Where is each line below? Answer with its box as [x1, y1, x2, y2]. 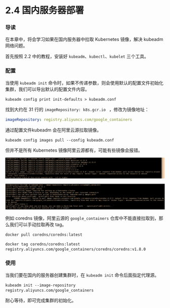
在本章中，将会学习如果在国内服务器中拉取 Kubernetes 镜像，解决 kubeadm [5, 36, 163, 42]
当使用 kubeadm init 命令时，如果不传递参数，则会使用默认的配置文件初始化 [5, 79, 163, 86]
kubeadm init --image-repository [5, 283, 76, 288]
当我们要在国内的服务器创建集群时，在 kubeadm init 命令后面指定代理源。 [5, 272, 159, 278]
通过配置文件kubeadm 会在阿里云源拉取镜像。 [5, 127, 102, 133]
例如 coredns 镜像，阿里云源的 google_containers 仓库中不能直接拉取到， [5, 215, 159, 222]
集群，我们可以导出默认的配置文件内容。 [5, 86, 90, 92]
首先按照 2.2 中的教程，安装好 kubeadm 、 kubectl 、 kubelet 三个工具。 [5, 54, 149, 60]
